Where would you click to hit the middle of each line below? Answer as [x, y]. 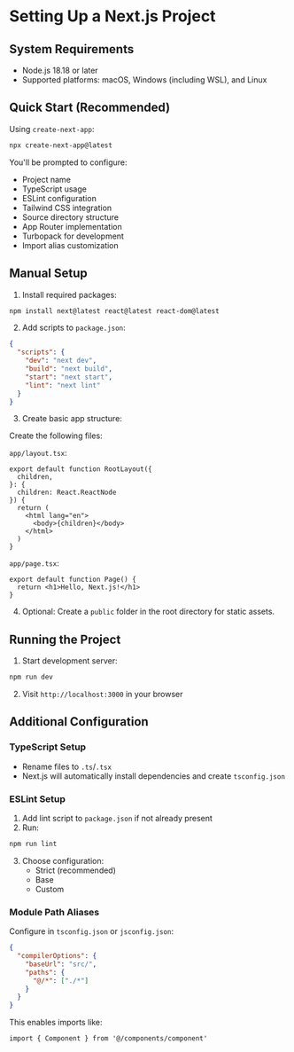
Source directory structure [70, 217]
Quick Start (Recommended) [90, 108]
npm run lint [33, 844]
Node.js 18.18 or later [60, 70]
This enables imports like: [56, 1023]
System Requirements [72, 49]
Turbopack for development [73, 236]
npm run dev [31, 677]
